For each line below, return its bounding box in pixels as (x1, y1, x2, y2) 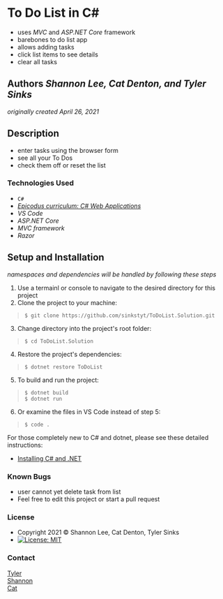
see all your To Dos (17, 154, 73, 162)
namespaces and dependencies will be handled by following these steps (7, 270, 217, 279)
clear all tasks (17, 57, 58, 66)
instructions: (7, 441, 43, 449)
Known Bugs (7, 471, 52, 481)
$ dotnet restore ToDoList (24, 363, 103, 371)
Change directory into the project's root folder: (17, 324, 152, 332)
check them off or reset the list (17, 161, 106, 169)
